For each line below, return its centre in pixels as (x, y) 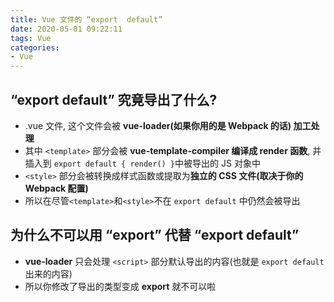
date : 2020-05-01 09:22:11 (66, 29)
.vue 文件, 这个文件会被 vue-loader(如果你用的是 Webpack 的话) (158, 125)
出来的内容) (48, 273)
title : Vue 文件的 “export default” (86, 19)
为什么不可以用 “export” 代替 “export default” (155, 235)
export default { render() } (114, 164)
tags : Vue (31, 38)
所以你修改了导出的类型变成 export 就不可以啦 (120, 286)
